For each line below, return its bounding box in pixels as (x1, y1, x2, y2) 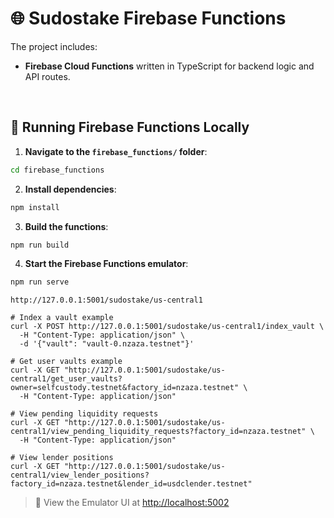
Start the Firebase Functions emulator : (24, 258, 189, 270)
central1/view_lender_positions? (10, 470, 150, 481)
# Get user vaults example (10, 357, 123, 367)
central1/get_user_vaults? (10, 374, 123, 384)
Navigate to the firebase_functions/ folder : (24, 145, 208, 157)
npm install (10, 202, 60, 212)
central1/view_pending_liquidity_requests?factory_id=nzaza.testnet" (10, 427, 307, 437)
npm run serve (10, 277, 70, 287)
